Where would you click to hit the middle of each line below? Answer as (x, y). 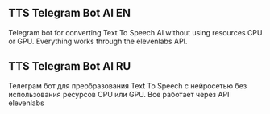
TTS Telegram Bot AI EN (70, 13)
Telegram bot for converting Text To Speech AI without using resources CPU (135, 32)
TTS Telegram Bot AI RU (70, 66)
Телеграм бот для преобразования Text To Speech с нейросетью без (128, 85)
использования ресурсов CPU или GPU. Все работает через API (119, 94)
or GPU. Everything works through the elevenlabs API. (98, 41)
